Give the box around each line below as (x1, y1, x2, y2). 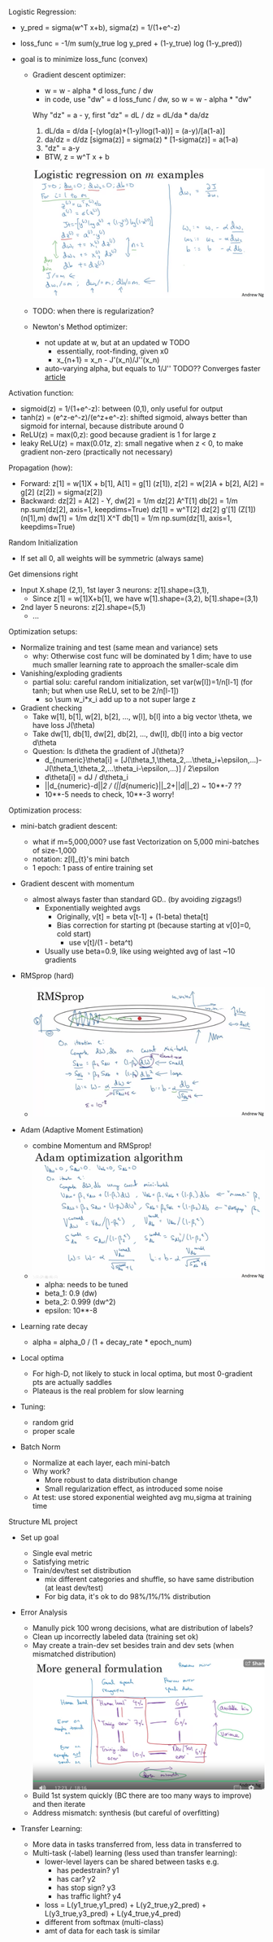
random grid (32, 1417, 75, 1427)
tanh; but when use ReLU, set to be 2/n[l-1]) (32, 686, 180, 695)
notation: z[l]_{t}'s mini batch (32, 854, 130, 864)
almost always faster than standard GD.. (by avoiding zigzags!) (32, 894, 242, 904)
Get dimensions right (8, 569, 79, 579)
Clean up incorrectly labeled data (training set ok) (32, 1632, 199, 1642)
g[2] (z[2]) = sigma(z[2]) (19, 487, 103, 497)
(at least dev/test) (44, 1583, 104, 1593)
